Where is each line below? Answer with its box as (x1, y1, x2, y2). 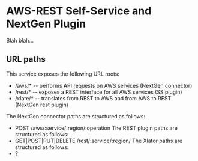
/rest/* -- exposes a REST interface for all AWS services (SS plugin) (14, 88, 182, 96)
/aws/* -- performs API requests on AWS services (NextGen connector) (14, 82, 193, 89)
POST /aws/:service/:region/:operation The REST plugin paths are (14, 124, 178, 132)
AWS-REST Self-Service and (6, 4, 152, 18)
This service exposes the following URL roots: (6, 70, 120, 77)
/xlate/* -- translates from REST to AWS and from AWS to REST (14, 94, 172, 102)
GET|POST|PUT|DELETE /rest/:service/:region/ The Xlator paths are (14, 137, 183, 144)
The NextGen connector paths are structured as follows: (6, 112, 146, 120)
